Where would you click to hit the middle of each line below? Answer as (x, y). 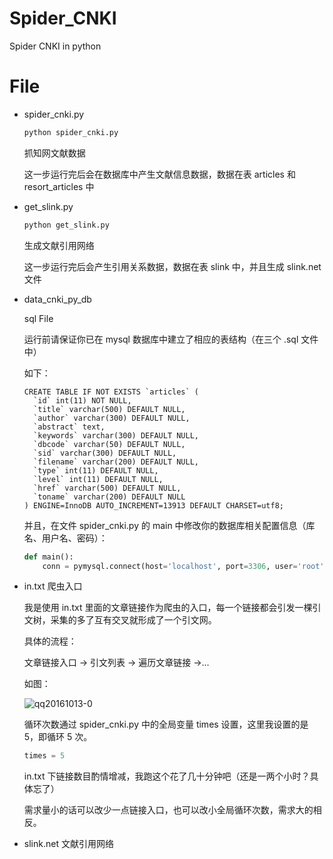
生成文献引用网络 (59, 245)
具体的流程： (50, 641)
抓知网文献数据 (54, 153)
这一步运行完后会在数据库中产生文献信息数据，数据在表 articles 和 (159, 174)
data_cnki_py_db (57, 299)
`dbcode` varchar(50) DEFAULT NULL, (109, 444)
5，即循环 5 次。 (58, 737)
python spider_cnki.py (71, 132)
